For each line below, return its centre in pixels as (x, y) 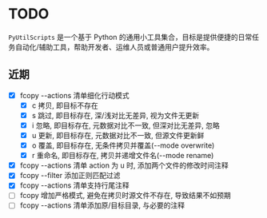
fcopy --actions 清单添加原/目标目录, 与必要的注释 (102, 205)
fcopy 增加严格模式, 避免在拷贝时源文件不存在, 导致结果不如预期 (125, 196)
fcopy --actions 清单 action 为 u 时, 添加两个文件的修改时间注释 (124, 165)
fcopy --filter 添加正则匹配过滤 (70, 176)
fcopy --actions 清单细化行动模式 (74, 95)
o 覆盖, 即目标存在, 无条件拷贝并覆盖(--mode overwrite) (123, 145)
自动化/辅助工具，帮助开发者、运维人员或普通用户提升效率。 (114, 47)
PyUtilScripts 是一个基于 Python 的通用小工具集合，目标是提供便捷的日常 (130, 37)
